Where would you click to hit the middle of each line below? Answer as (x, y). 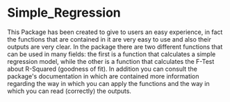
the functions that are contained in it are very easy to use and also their (109, 39)
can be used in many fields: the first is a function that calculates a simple (112, 54)
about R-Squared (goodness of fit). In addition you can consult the (102, 69)
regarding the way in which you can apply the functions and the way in (108, 83)
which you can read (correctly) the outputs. (69, 91)
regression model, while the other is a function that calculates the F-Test (111, 61)
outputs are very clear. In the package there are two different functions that (115, 46)
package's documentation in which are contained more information (103, 76)
